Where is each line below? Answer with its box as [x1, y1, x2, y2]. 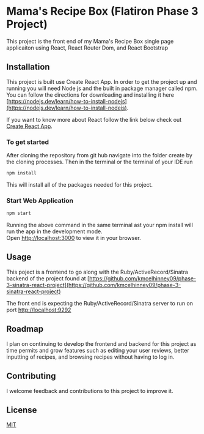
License [6, 405, 37, 415]
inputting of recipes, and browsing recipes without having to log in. [6, 353, 175, 361]
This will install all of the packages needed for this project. [6, 181, 153, 188]
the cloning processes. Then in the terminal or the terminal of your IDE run [6, 158, 193, 166]
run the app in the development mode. [6, 228, 103, 235]
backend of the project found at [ [6, 274, 90, 282]
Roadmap [6, 324, 44, 334]
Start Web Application [6, 196, 73, 204]
